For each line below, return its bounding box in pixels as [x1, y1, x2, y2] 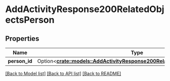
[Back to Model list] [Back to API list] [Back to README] [5, 70, 121, 76]
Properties [5, 34, 39, 43]
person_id [8, 58, 33, 64]
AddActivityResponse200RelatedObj [5, 4, 164, 15]
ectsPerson [5, 14, 55, 26]
